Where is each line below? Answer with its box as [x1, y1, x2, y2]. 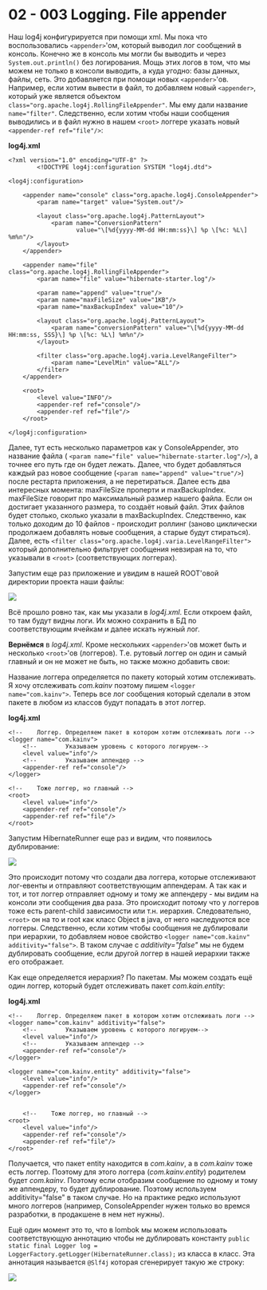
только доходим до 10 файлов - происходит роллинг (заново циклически [8, 519, 257, 528]
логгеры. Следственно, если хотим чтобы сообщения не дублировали [8, 923, 249, 932]
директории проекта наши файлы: [8, 576, 125, 586]
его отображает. [8, 956, 65, 967]
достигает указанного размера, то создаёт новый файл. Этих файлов [8, 501, 245, 512]
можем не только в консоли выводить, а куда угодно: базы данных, [8, 65, 241, 75]
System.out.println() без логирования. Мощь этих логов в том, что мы [8, 57, 251, 67]
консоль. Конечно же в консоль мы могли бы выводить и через [8, 49, 226, 58]
